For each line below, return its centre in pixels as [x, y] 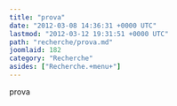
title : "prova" [37, 17]
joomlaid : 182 [36, 50]
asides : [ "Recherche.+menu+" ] [65, 67]
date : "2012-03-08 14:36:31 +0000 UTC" [83, 26]
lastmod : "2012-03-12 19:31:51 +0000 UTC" [89, 34]
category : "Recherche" [51, 58]
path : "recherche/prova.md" [61, 42]
